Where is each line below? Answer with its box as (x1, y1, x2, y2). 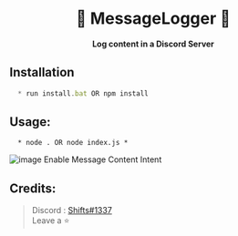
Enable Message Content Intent (44, 154, 162, 165)
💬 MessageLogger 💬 (76, 8, 231, 29)
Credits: (9, 180, 57, 196)
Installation (9, 65, 75, 80)
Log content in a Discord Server (92, 38, 214, 49)
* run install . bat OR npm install (17, 88, 149, 98)
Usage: (9, 114, 52, 130)
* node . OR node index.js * (17, 139, 129, 148)
